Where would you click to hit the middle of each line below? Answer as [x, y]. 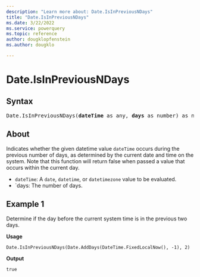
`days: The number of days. [49, 185]
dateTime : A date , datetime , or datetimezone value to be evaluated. [96, 179]
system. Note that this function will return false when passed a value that [96, 161]
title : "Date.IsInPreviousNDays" [48, 17]
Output [15, 258]
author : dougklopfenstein [38, 39]
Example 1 [25, 204]
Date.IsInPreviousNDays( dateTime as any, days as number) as [97, 116]
